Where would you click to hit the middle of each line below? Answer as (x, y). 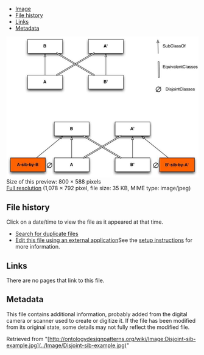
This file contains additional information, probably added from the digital (97, 314)
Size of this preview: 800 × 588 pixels (54, 182)
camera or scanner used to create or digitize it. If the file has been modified (101, 320)
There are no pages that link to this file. (55, 281)
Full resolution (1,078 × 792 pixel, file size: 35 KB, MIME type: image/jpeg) (99, 188)
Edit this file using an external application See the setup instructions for (104, 240)
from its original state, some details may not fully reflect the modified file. (98, 327)
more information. (37, 247)
